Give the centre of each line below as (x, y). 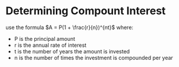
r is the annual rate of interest (50, 45)
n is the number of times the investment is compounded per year (94, 58)
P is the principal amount (45, 39)
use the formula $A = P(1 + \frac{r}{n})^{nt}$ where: (70, 27)
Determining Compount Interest (86, 11)
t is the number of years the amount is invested (72, 51)
